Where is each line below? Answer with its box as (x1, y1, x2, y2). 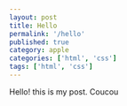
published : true (9, 37, 69, 47)
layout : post (9, 12, 58, 22)
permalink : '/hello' (9, 29, 86, 38)
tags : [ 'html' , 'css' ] (9, 63, 93, 72)
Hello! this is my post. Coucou (9, 86, 119, 97)
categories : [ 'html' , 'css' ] (9, 54, 117, 63)
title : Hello (9, 21, 58, 30)
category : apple (9, 46, 69, 55)
